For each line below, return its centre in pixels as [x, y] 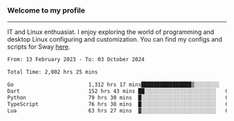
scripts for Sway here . [39, 47]
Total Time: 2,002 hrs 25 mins [53, 72]
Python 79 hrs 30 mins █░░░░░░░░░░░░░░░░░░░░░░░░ [112, 97]
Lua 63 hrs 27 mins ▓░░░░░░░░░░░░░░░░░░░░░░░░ [112, 111]
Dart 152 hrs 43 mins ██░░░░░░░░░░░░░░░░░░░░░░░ [112, 91]
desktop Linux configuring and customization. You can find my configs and [115, 40]
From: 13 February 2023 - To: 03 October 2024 [76, 60]
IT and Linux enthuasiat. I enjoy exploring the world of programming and [111, 32]
